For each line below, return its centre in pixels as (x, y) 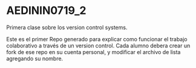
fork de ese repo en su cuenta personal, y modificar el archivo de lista (93, 52)
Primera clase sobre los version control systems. (67, 27)
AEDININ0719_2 (46, 11)
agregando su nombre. (35, 58)
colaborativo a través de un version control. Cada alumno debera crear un (98, 46)
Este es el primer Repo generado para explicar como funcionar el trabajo (97, 39)
